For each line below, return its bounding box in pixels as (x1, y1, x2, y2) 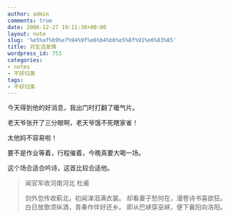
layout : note (7, 30, 46, 38)
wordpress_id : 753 (7, 50, 62, 58)
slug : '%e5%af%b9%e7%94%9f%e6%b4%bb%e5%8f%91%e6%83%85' (7, 37, 177, 44)
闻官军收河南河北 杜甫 (24, 179, 90, 187)
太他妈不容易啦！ (7, 133, 58, 142)
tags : (7, 76, 23, 84)
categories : (7, 57, 43, 64)
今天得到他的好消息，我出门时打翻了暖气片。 (7, 104, 139, 112)
